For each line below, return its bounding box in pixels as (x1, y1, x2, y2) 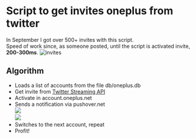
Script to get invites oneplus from (6, 4, 174, 18)
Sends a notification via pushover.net (14, 101, 105, 108)
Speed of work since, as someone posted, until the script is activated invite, (6, 43, 191, 50)
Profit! (14, 127, 30, 134)
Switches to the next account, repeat (14, 121, 104, 128)
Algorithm (6, 66, 44, 76)
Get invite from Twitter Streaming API (14, 88, 105, 95)
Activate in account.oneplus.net (14, 94, 93, 101)
